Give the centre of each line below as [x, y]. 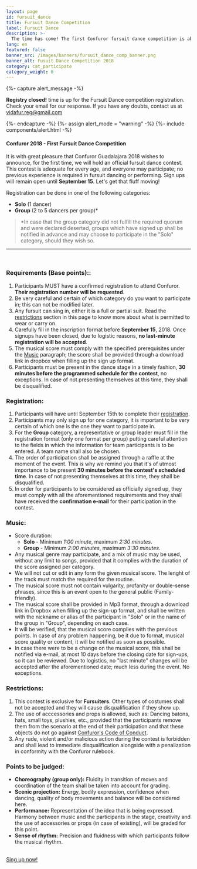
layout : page [22, 11]
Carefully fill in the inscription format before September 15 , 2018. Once [100, 329]
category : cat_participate [39, 66]
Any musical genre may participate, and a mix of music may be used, [98, 554]
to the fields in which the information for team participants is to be [94, 445]
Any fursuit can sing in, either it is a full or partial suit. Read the [90, 311]
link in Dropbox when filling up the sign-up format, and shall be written [100, 611]
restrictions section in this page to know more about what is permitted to [102, 317]
